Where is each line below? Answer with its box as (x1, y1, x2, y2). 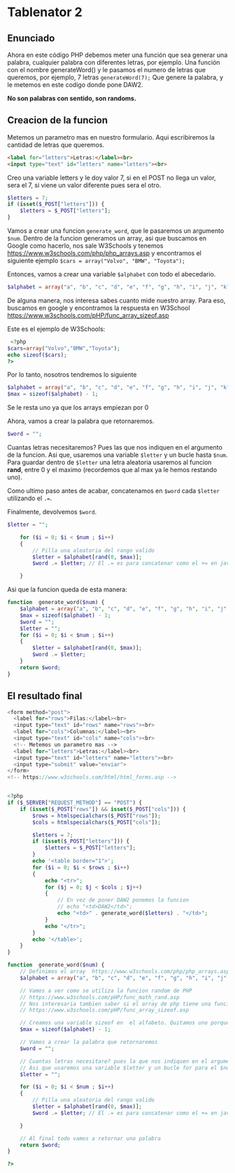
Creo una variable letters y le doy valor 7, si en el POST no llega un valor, (7, 173, 216, 182)
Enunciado (7, 32, 55, 44)
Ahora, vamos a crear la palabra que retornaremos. (7, 417, 155, 425)
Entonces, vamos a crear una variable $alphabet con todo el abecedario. (7, 270, 216, 279)
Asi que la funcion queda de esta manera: (7, 585, 128, 594)
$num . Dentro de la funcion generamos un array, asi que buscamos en (7, 234, 207, 243)
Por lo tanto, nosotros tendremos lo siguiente (7, 370, 138, 379)
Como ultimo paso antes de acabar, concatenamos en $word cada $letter (7, 487, 220, 495)
